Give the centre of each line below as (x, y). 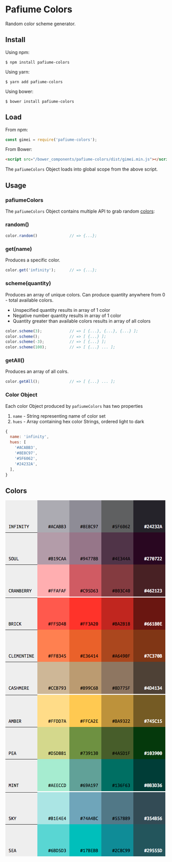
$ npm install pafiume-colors (38, 62)
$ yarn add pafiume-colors (34, 82)
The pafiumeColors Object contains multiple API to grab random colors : (80, 211)
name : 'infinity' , (30, 437)
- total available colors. (29, 300)
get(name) (19, 249)
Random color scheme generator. (40, 24)
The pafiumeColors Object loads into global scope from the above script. (82, 169)
